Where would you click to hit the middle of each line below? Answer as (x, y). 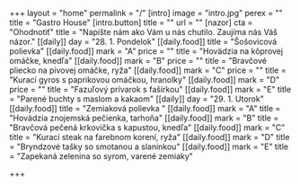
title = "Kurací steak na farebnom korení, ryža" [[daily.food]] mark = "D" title (150, 137)
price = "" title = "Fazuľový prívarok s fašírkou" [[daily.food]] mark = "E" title (150, 89)
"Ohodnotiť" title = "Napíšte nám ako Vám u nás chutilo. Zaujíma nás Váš (144, 32)
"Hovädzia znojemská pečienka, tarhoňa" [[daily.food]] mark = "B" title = (144, 118)
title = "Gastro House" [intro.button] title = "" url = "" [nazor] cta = (131, 22)
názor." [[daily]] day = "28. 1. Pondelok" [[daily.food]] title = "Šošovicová (143, 41)
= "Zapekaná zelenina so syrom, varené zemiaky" (101, 156)
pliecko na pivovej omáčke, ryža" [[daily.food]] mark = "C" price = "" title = (148, 70)
